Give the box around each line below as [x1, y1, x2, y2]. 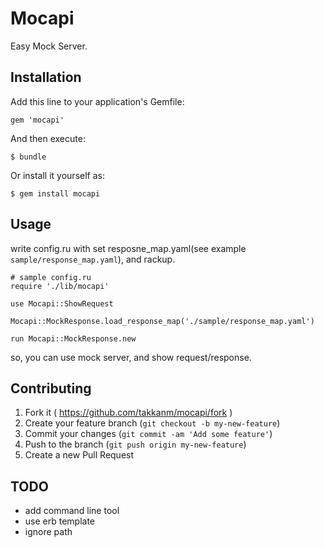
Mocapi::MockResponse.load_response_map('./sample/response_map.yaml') [10, 316, 315, 326]
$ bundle [10, 152, 47, 162]
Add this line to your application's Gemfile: [10, 95, 185, 107]
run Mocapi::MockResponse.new [10, 333, 137, 344]
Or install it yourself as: [10, 169, 105, 181]
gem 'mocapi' [10, 115, 65, 125]
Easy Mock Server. [10, 40, 88, 52]
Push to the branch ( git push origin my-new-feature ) [24, 438, 247, 451]
